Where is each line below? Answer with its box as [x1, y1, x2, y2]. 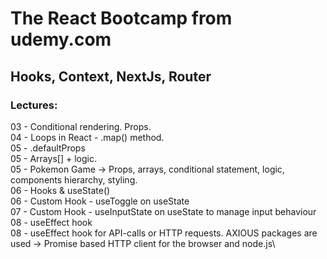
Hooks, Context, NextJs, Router [10, 68, 212, 85]
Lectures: [10, 98, 58, 112]
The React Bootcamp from [10, 7, 233, 30]
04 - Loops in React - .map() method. [10, 131, 165, 143]
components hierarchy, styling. [10, 173, 138, 186]
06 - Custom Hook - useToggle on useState [10, 195, 190, 207]
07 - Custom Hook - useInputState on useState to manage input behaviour [10, 205, 317, 217]
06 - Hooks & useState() [10, 184, 111, 196]
